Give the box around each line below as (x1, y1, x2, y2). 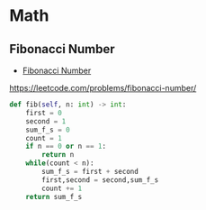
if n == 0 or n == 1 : (25, 142, 106, 151)
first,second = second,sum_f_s (41, 175, 159, 185)
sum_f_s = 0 (25, 125, 70, 134)
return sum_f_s (25, 192, 83, 201)
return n (41, 151, 75, 160)
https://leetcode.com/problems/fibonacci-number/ (9, 83, 197, 93)
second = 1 (25, 116, 67, 126)
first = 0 (25, 108, 63, 117)
